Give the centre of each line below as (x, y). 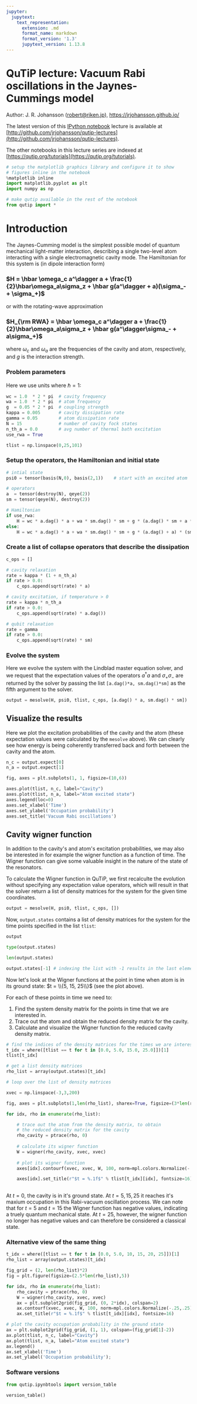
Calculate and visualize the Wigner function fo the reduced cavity (94, 1028)
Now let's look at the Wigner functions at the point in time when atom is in (95, 979)
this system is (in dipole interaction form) (55, 264)
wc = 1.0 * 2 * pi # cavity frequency (56, 396)
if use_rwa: (21, 515)
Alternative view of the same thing (56, 1242)
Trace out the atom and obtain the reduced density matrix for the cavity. (101, 1021)
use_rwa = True (25, 435)
